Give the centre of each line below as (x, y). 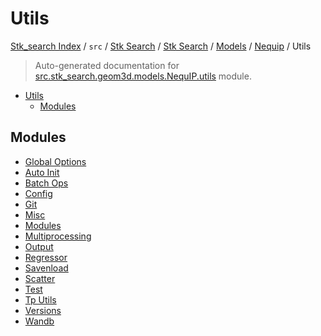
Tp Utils (40, 299)
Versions (43, 310)
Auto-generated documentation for (107, 65)
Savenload (46, 268)
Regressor (46, 257)
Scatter (40, 278)
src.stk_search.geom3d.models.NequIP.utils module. (143, 76)
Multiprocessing (58, 236)
